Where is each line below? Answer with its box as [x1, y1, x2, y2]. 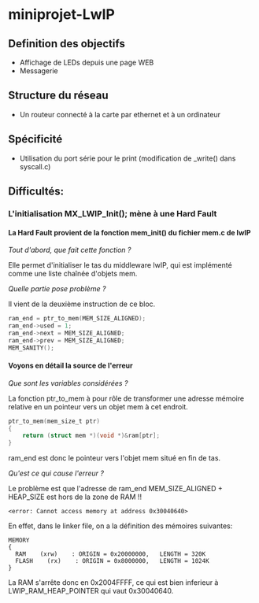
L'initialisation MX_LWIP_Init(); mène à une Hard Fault [8, 208, 217, 219]
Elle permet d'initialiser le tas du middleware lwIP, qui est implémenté [8, 261, 232, 270]
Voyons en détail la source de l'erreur [8, 361, 133, 371]
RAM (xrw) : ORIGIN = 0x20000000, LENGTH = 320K [15, 550, 206, 558]
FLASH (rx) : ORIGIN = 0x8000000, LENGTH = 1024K [15, 557, 210, 565]
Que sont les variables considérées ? [8, 378, 128, 387]
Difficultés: [8, 185, 65, 198]
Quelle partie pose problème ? [8, 284, 106, 294]
